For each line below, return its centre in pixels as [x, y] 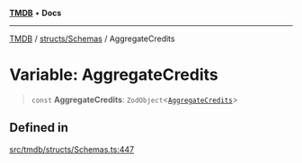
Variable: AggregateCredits [114, 75]
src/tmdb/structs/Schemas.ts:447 [72, 149]
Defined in [39, 128]
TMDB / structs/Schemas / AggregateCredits [92, 39]
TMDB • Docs [36, 13]
